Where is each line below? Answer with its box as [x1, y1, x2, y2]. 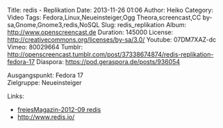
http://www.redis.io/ [17, 113, 75, 121]
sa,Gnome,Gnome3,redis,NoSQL [7, 21, 100, 29]
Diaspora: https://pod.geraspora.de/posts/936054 [36, 58, 181, 65]
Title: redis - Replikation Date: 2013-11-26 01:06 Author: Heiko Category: [7, 6, 214, 14]
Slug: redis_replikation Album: [101, 21, 187, 29]
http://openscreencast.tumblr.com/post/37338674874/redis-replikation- [7, 50, 214, 58]
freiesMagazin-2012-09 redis [17, 106, 101, 113]
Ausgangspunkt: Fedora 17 [7, 71, 83, 79]
